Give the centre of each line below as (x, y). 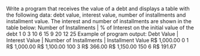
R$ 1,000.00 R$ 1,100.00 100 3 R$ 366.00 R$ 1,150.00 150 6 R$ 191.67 (91, 46)
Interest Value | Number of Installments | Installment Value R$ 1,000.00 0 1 (97, 40)
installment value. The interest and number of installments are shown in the (99, 21)
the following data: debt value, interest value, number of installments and (96, 15)
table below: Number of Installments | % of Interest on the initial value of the (100, 27)
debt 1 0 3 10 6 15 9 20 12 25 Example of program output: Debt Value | (92, 34)
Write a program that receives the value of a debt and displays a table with (98, 9)
